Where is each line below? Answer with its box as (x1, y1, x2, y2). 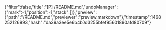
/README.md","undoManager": (54, 4, 118, 10)
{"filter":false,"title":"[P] (4, 4, 53, 10)
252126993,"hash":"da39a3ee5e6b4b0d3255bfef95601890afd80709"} (4, 19, 151, 25)
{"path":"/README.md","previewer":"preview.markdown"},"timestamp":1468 (4, 15, 161, 20)
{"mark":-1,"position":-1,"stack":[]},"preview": (4, 9, 97, 15)
